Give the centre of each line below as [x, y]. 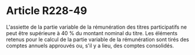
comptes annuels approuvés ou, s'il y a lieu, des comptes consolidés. [90, 46]
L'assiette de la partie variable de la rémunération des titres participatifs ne [97, 27]
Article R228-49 [47, 11]
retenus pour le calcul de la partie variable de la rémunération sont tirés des [97, 39]
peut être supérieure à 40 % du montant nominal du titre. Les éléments [92, 33]
